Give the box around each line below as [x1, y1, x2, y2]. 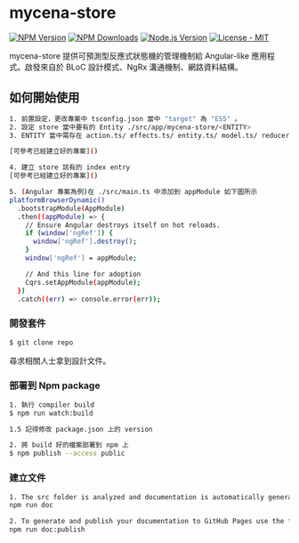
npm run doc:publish [9, 525, 86, 534]
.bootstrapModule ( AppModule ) [17, 204, 125, 213]
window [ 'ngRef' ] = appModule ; [25, 254, 138, 263]
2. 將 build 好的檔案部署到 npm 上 [9, 441, 129, 450]
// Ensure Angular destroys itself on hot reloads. [25, 221, 221, 230]
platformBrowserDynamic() [9, 195, 105, 205]
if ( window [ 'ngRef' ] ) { [25, 229, 114, 238]
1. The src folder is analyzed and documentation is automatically [9, 492, 265, 501]
